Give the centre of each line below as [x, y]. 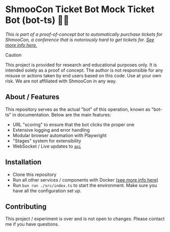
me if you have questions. [32, 224]
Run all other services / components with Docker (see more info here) [86, 180]
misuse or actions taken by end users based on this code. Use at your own [83, 75]
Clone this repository [35, 175]
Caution [13, 55]
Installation [23, 162]
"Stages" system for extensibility [47, 140]
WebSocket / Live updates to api [47, 146]
